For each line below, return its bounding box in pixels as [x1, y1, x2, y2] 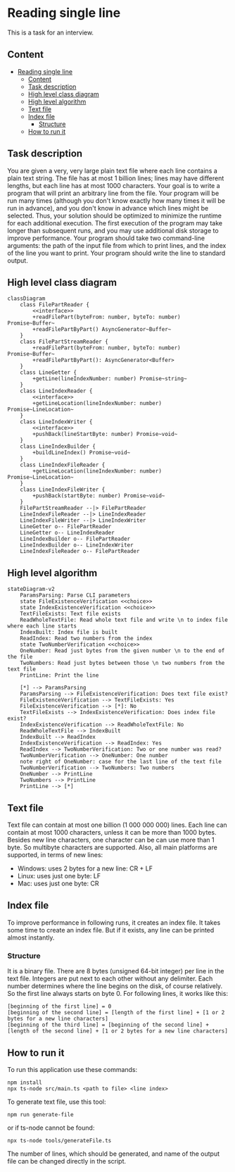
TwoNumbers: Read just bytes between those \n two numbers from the [20, 660, 225, 667]
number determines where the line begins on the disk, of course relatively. [7, 982, 223, 990]
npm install [7, 1079, 42, 1086]
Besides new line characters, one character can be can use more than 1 [7, 836, 215, 844]
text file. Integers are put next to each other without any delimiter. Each [7, 974, 213, 983]
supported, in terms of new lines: [7, 851, 103, 859]
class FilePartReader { [20, 301, 90, 308]
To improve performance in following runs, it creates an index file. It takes [7, 918, 221, 927]
